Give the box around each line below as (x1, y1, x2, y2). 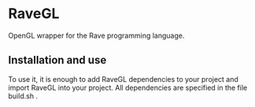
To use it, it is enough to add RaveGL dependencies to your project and (8, 74, 238, 83)
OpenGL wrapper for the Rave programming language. (8, 31, 185, 40)
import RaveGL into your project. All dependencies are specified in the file (8, 83, 248, 92)
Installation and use (8, 53, 107, 67)
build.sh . (8, 91, 38, 101)
